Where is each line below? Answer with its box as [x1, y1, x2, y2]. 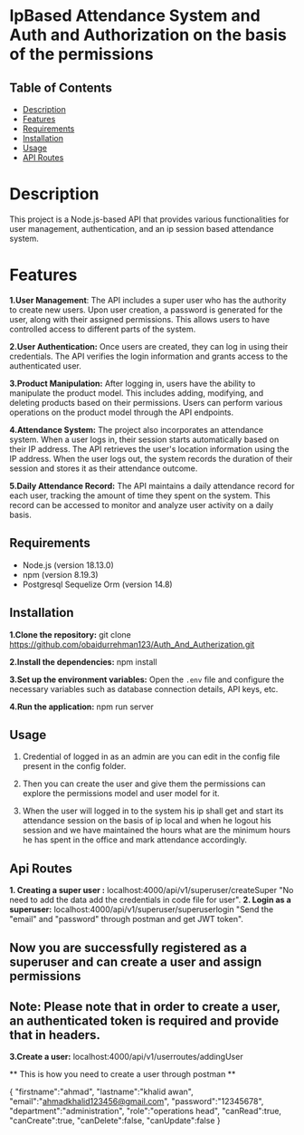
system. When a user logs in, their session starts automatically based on [9, 434, 280, 445]
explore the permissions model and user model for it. [22, 788, 220, 799]
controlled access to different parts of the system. [9, 323, 196, 334]
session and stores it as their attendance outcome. [9, 463, 198, 474]
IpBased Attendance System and [9, 5, 261, 26]
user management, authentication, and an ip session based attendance [9, 223, 274, 234]
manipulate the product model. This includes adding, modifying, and [9, 387, 264, 399]
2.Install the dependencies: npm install [9, 656, 157, 667]
